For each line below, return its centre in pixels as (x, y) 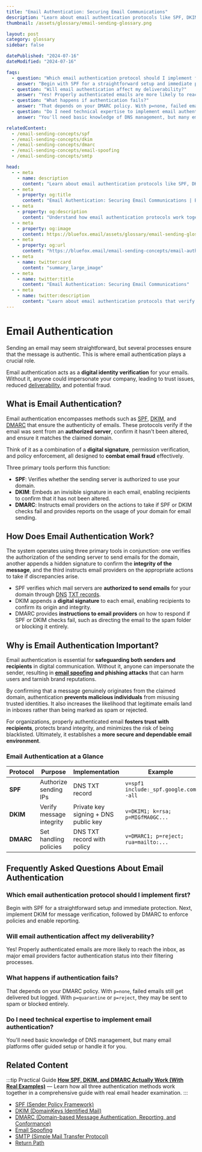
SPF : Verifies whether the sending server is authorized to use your (97, 479)
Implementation (96, 772)
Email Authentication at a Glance (55, 756)
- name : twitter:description (54, 296)
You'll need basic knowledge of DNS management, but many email (89, 1040)
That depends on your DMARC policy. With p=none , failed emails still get (95, 991)
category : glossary (31, 40)
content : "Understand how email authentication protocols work (103, 217)
